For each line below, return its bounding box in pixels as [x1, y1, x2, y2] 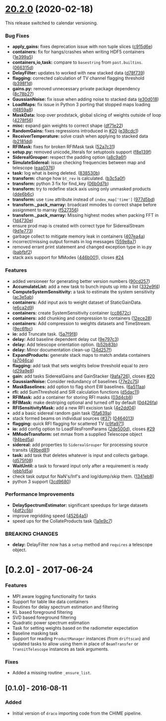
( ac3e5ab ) [12, 294, 34, 300]
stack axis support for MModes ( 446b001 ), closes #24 [12, 255, 124, 261]
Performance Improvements [5, 491, 75, 498]
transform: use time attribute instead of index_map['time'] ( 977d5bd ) [12, 197, 155, 202]
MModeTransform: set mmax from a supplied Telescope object [12, 431, 143, 437]
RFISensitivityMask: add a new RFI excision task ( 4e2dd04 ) [12, 404, 136, 410]
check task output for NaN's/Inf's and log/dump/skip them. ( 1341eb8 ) [12, 473, 155, 479]
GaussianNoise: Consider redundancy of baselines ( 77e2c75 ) [12, 378, 140, 384]
